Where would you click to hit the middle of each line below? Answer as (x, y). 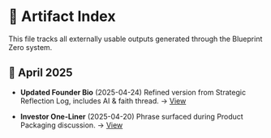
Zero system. (30, 47)
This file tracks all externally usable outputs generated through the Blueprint (135, 39)
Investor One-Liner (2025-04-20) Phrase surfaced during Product (131, 116)
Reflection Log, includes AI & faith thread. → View (103, 101)
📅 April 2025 (41, 73)
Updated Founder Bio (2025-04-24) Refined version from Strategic (133, 92)
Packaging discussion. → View (71, 125)
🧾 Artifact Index (62, 17)
